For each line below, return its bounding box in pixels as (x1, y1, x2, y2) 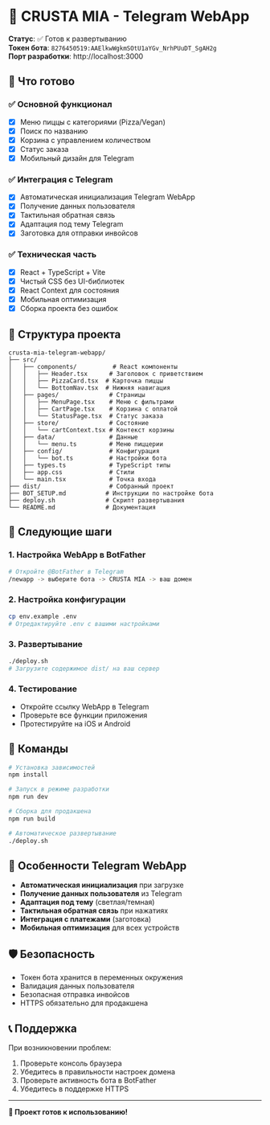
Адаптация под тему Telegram (19, 219, 124, 229)
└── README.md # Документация (8, 503, 157, 511)
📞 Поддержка (8, 1021, 78, 1035)
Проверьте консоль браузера (19, 1058, 122, 1068)
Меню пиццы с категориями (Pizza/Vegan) (19, 117, 166, 127)
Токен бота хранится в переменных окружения (19, 972, 183, 983)
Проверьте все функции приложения (19, 710, 148, 720)
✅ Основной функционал (8, 99, 112, 110)
